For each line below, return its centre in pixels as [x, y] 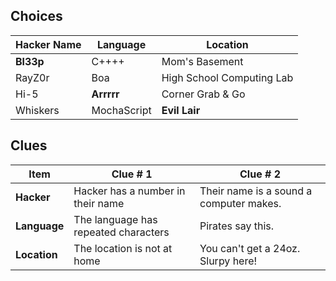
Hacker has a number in [129, 191]
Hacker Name [48, 44]
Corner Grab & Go [203, 94]
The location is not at [123, 248]
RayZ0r [32, 77]
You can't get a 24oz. [250, 248]
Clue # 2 [260, 174]
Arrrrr [105, 94]
